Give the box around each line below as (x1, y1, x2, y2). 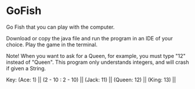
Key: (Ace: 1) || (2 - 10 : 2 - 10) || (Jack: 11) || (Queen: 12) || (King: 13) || (6, 76, 176, 83)
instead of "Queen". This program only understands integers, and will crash (6, 59, 190, 66)
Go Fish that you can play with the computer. (6, 23, 115, 30)
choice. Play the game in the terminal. (6, 41, 98, 48)
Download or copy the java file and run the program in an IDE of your (6, 35, 173, 42)
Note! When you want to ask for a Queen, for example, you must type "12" (6, 52, 186, 59)
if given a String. (6, 64, 46, 71)
